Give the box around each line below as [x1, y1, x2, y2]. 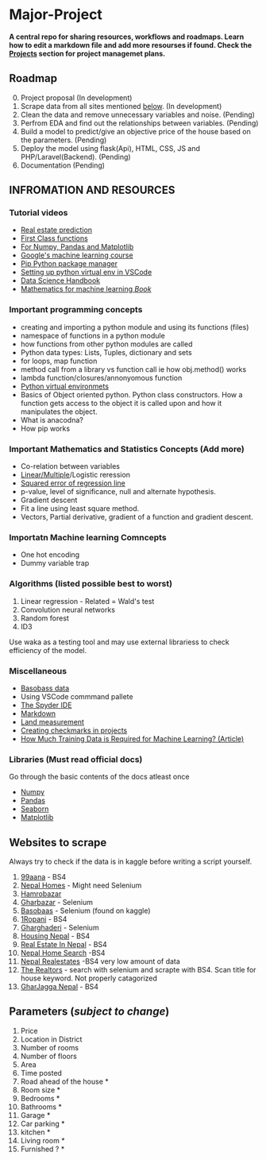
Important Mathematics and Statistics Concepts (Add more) [9, 443, 245, 454]
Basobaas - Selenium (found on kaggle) [20, 906, 151, 915]
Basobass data [20, 683, 70, 693]
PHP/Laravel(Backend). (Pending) [20, 152, 131, 161]
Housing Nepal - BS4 [20, 931, 91, 941]
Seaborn [20, 804, 49, 814]
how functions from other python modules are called [20, 339, 193, 349]
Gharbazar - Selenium [20, 898, 94, 907]
